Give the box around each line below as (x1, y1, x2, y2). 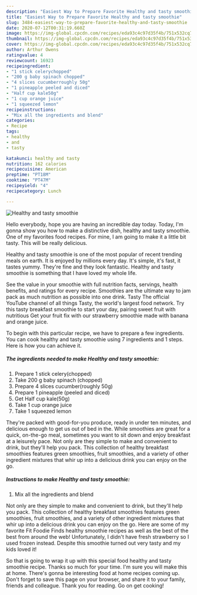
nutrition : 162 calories (6, 161, 67, 167)
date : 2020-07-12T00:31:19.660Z (6, 25, 85, 31)
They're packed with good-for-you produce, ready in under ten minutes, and (6, 419, 191, 426)
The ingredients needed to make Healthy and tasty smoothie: (6, 355, 159, 362)
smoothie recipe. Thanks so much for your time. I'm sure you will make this (6, 563, 188, 570)
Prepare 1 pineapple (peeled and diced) (14, 389, 110, 396)
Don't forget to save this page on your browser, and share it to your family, (6, 576, 186, 583)
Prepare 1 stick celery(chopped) (14, 370, 92, 377)
